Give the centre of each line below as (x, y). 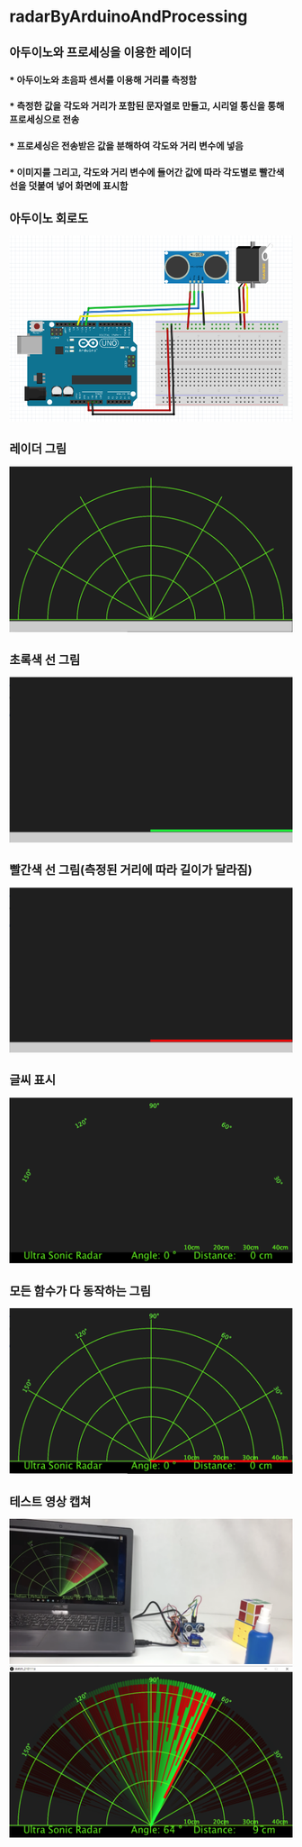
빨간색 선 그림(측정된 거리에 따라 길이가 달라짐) (131, 870)
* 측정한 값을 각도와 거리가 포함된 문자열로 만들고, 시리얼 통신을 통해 (147, 106)
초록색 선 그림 (45, 660)
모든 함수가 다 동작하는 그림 (80, 1291)
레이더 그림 (38, 449)
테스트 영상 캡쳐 (50, 1501)
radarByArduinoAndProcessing (129, 17)
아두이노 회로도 (49, 218)
